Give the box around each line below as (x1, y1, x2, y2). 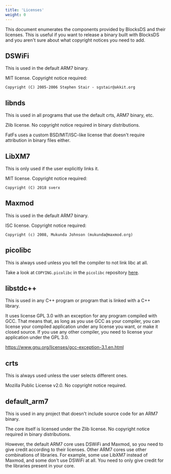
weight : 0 (5, 12, 26, 17)
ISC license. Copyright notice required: (5, 222, 87, 228)
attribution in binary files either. (5, 137, 71, 143)
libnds (5, 99, 25, 107)
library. (5, 303, 20, 309)
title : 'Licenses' (5, 7, 44, 13)
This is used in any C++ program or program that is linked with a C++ (5, 298, 151, 304)
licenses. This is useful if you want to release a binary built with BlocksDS (5, 32, 159, 38)
